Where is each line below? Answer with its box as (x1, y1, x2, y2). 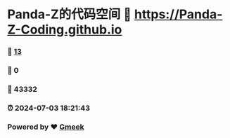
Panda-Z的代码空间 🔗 (7, 6, 132, 22)
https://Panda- (134, 6, 223, 22)
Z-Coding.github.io (7, 22, 122, 38)
